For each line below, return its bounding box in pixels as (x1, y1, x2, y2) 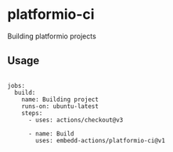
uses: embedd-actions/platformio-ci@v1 (35, 136, 166, 144)
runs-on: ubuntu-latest (21, 102, 99, 110)
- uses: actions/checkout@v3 (27, 116, 124, 124)
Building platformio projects (7, 31, 97, 41)
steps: (21, 109, 43, 117)
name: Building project (21, 96, 99, 103)
